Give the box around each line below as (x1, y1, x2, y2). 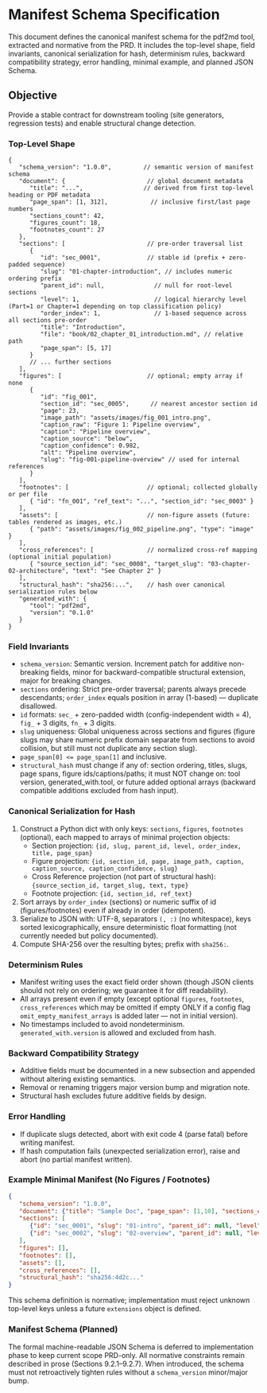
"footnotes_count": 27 (29, 226, 105, 234)
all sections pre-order (8, 317, 87, 325)
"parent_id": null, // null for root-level (40, 282, 233, 290)
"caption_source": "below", (40, 435, 133, 443)
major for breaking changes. (19, 676, 113, 686)
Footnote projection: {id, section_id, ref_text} (31, 889, 193, 898)
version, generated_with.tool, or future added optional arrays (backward (19, 777, 256, 787)
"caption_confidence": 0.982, (40, 442, 141, 450)
